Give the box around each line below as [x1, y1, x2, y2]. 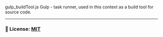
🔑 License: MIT [5, 25, 41, 32]
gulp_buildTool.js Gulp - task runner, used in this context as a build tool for [5, 4, 154, 10]
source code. [5, 9, 32, 15]
